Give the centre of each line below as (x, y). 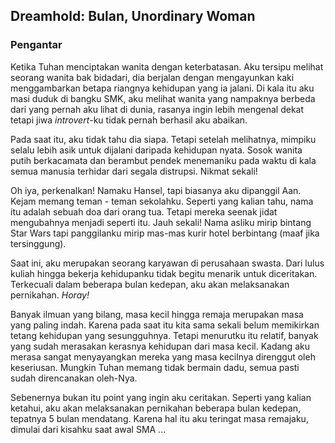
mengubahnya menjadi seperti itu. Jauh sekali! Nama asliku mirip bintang (161, 222)
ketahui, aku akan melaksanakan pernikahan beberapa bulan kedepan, (156, 408)
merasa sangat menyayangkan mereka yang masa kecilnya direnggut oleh (163, 356)
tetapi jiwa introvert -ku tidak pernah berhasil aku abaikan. (129, 120)
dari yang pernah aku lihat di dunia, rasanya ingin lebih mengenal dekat (157, 109)
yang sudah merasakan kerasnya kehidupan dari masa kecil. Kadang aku (160, 346)
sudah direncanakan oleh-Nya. (74, 378)
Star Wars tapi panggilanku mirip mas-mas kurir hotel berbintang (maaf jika (165, 233)
